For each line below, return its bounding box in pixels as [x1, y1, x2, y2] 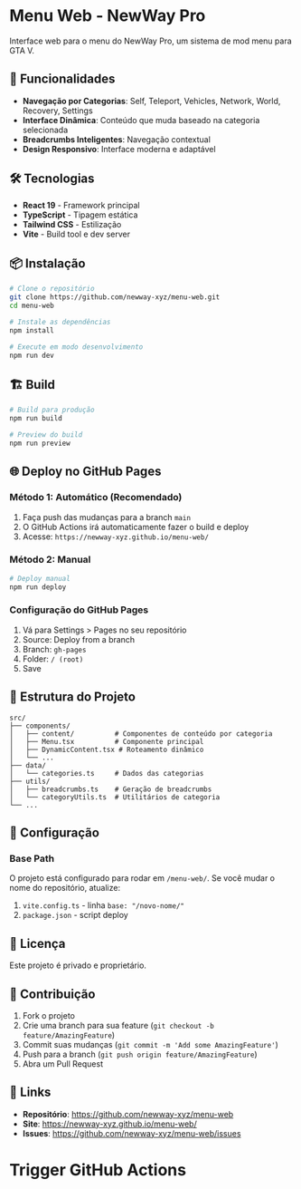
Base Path [9, 852, 55, 865]
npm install [9, 325, 54, 335]
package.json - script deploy [22, 910, 128, 921]
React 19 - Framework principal [22, 199, 140, 210]
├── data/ [9, 760, 47, 770]
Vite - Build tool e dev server [22, 228, 131, 239]
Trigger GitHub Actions [9, 1159, 187, 1180]
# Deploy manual [9, 574, 71, 583]
